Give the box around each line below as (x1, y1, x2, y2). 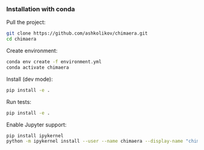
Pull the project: (6, 19, 46, 26)
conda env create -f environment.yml (6, 59, 102, 65)
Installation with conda (6, 5, 75, 13)
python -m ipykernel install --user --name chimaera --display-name (6, 138, 183, 145)
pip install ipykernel (6, 132, 64, 138)
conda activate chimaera (6, 64, 69, 70)
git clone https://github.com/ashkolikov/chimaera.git (6, 30, 148, 36)
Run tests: (6, 98, 32, 105)
